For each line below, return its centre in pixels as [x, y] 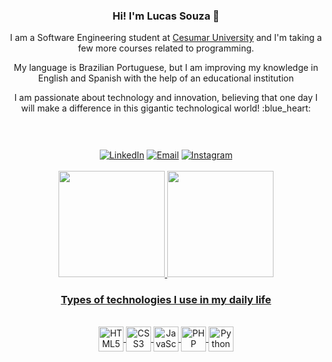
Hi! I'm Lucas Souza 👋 [166, 16]
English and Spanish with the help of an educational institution [166, 78]
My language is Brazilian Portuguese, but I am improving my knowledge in [166, 68]
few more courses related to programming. [166, 48]
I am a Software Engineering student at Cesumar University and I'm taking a [166, 38]
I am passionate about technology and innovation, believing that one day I [166, 98]
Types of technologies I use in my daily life [166, 299]
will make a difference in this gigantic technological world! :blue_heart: [166, 108]
